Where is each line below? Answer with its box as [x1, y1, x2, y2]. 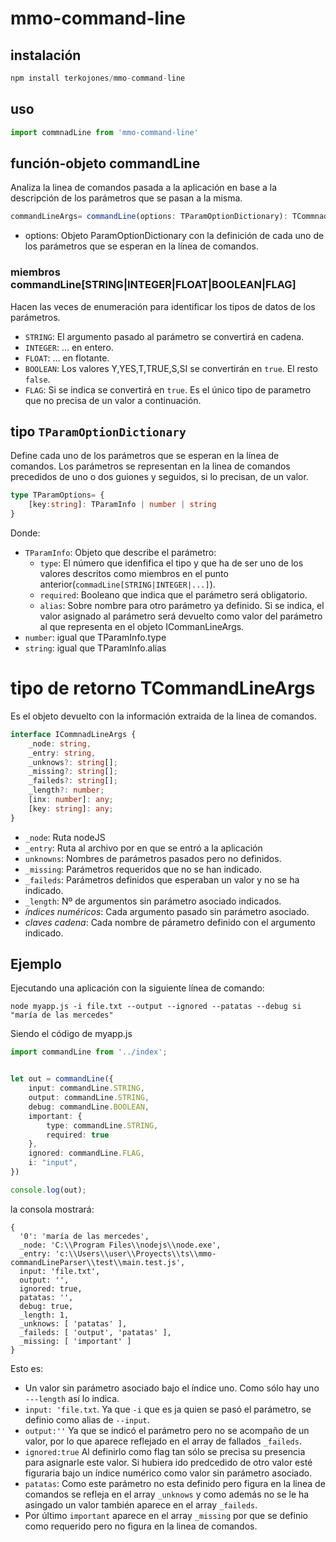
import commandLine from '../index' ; [10, 1047, 168, 1057]
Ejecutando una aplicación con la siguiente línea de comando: [10, 982, 265, 994]
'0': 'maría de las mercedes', [19, 1231, 150, 1241]
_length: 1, [19, 1310, 70, 1320]
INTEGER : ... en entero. [24, 341, 114, 353]
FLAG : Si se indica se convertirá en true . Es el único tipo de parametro [24, 383, 312, 396]
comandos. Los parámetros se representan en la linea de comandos [10, 460, 291, 472]
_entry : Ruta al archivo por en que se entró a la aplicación [24, 842, 263, 854]
